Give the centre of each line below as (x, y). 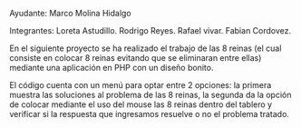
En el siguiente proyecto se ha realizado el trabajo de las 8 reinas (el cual (146, 48)
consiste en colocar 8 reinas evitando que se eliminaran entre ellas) (136, 58)
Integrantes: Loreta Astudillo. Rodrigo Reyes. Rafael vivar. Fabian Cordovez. (150, 30)
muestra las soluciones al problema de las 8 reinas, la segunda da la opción (150, 95)
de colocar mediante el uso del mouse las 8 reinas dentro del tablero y (141, 104)
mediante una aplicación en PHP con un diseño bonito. (112, 68)
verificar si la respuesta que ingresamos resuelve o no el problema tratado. (150, 114)
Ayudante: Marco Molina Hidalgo (70, 13)
